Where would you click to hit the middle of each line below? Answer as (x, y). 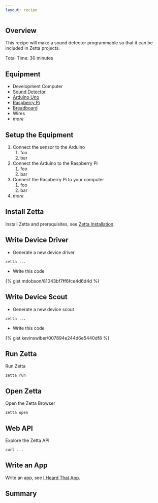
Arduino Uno (26, 97)
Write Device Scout (36, 297)
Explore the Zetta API (27, 440)
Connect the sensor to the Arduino (49, 147)
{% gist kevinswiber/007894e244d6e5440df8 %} (57, 338)
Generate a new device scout (43, 309)
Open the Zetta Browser (30, 403)
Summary (21, 494)
